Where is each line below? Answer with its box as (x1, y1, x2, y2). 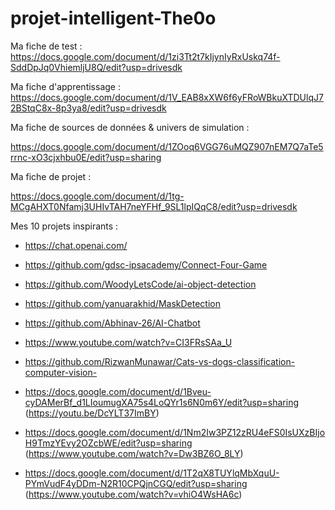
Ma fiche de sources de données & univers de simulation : (10, 121, 250, 133)
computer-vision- (24, 366, 98, 378)
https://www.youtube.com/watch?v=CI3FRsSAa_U (24, 336, 233, 348)
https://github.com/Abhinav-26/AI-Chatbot (24, 317, 201, 329)
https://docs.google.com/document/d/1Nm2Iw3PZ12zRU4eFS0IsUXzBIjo (24, 426, 326, 438)
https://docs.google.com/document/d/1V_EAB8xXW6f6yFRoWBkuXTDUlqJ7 (10, 91, 324, 103)
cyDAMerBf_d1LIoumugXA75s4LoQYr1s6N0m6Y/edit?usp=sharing (24, 396, 300, 408)
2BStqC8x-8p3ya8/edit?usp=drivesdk (10, 102, 167, 114)
